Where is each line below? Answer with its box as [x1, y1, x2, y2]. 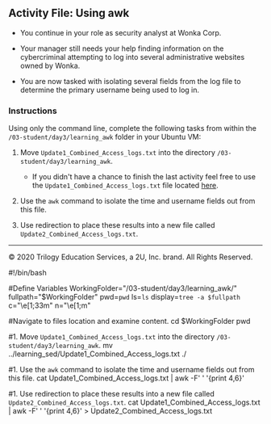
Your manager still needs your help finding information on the [19, 44, 224, 53]
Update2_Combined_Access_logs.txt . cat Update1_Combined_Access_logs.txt [8, 397, 261, 407]
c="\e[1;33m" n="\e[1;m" [8, 300, 91, 310]
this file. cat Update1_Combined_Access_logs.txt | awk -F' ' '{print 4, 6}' [8, 373, 244, 383]
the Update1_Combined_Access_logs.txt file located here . [31, 181, 219, 191]
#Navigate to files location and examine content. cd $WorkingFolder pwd [8, 317, 251, 326]
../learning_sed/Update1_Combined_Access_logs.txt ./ [8, 349, 187, 359]
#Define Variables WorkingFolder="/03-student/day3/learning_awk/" [8, 283, 238, 293]
